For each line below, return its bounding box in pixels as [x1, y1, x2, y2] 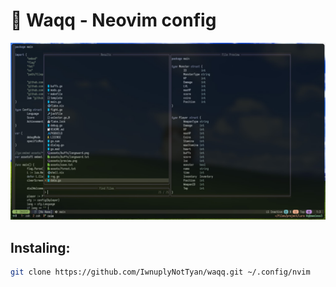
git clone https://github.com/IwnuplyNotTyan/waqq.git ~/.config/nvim [10, 267, 311, 278]
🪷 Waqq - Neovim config [10, 9, 217, 32]
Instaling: [10, 239, 71, 256]
